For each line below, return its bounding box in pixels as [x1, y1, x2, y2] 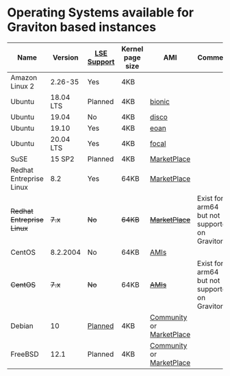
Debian [10, 321, 34, 330]
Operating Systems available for [7, 5, 194, 21]
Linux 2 [10, 81, 35, 90]
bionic [149, 97, 170, 106]
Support [87, 57, 115, 66]
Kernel [120, 44, 144, 53]
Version [52, 53, 79, 62]
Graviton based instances [7, 19, 156, 35]
